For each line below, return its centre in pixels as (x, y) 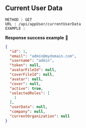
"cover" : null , (25, 84)
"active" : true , (26, 88)
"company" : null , (28, 112)
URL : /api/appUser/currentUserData (43, 24)
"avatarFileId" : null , (33, 70)
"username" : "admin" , (32, 61)
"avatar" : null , (26, 79)
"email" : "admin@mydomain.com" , (43, 56)
